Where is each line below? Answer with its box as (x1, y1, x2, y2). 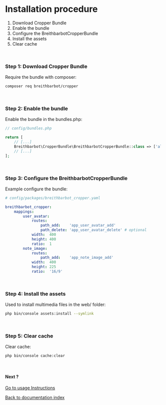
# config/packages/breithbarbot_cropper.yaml (5, 195, 100, 200)
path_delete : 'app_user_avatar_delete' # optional (40, 228, 147, 232)
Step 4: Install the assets (5, 290, 66, 297)
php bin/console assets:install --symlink (5, 311, 94, 316)
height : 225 (31, 264, 56, 270)
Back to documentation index (5, 394, 65, 400)
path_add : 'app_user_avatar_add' (40, 223, 116, 228)
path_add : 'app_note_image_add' (40, 255, 114, 260)
